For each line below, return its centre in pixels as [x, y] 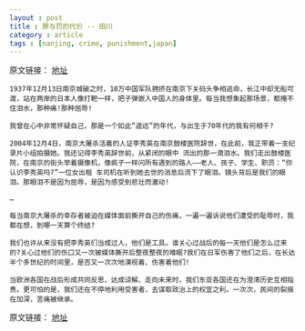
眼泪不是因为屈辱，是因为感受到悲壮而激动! [100, 183]
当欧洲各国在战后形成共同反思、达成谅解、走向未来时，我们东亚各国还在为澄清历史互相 [148, 280]
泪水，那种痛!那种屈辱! [54, 109]
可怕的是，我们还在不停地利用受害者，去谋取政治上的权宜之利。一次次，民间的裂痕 [162, 290]
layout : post [36, 18]
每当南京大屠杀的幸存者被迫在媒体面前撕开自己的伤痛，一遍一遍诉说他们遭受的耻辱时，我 [152, 216]
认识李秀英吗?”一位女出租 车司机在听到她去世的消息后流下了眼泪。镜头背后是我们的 [144, 173]
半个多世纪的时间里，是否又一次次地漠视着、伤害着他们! [100, 263]
